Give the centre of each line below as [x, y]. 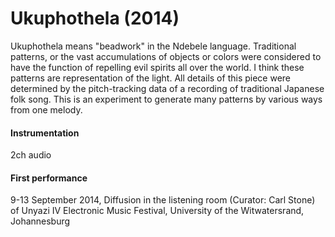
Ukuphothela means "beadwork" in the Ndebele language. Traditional [153, 46]
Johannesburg [40, 221]
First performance [49, 178]
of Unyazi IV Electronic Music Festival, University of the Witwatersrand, [157, 211]
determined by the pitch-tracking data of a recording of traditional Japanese [167, 88]
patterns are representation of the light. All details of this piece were [150, 78]
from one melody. [46, 109]
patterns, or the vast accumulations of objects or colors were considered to [166, 56]
